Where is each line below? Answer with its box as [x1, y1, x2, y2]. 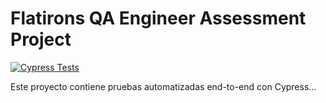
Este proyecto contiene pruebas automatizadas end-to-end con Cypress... [10, 80, 317, 92]
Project [10, 28, 72, 51]
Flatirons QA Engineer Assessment [10, 7, 307, 30]
